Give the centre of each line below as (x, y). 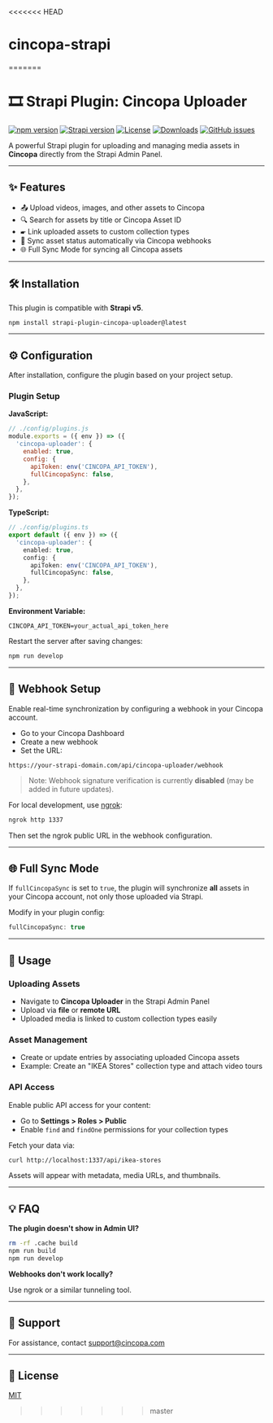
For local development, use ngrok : (66, 804)
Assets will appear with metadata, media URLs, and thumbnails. (115, 1176)
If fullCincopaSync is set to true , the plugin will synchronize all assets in (129, 888)
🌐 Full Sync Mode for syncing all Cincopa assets (101, 249)
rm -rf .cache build (43, 1243)
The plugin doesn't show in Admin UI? (74, 1228)
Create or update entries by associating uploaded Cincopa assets (130, 1057)
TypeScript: (29, 513)
